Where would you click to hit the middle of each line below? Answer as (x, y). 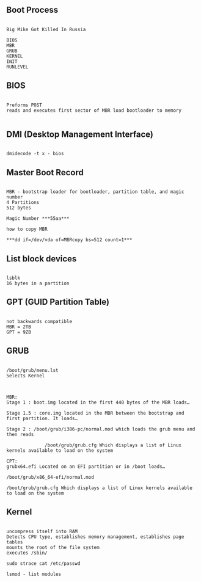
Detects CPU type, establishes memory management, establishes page (95, 537)
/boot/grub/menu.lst (33, 370)
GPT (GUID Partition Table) (58, 302)
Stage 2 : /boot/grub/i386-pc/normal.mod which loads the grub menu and (101, 429)
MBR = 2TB (19, 327)
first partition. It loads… (42, 418)
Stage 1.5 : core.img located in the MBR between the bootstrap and (95, 413)
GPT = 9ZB (19, 332)
